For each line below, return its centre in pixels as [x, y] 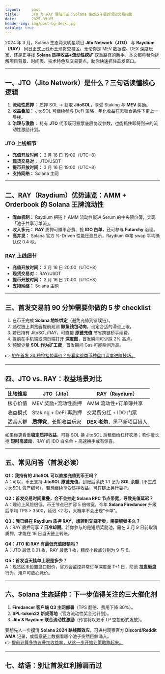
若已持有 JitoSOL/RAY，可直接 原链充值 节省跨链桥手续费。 [72, 333]
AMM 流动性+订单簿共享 [115, 403]
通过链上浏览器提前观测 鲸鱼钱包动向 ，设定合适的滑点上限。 [73, 327]
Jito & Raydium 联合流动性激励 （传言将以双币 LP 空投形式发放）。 [78, 619]
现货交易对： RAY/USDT [37, 273]
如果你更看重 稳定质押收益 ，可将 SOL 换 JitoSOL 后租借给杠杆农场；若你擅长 [82, 435]
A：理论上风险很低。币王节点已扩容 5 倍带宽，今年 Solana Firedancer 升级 [81, 504]
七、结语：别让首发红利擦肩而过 [54, 665]
